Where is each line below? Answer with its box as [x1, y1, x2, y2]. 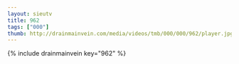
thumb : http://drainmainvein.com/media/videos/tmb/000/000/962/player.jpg [7, 30, 234, 37]
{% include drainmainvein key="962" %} [7, 49, 127, 58]
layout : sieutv [7, 10, 53, 18]
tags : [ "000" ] [7, 23, 50, 30]
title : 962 [7, 17, 40, 24]
